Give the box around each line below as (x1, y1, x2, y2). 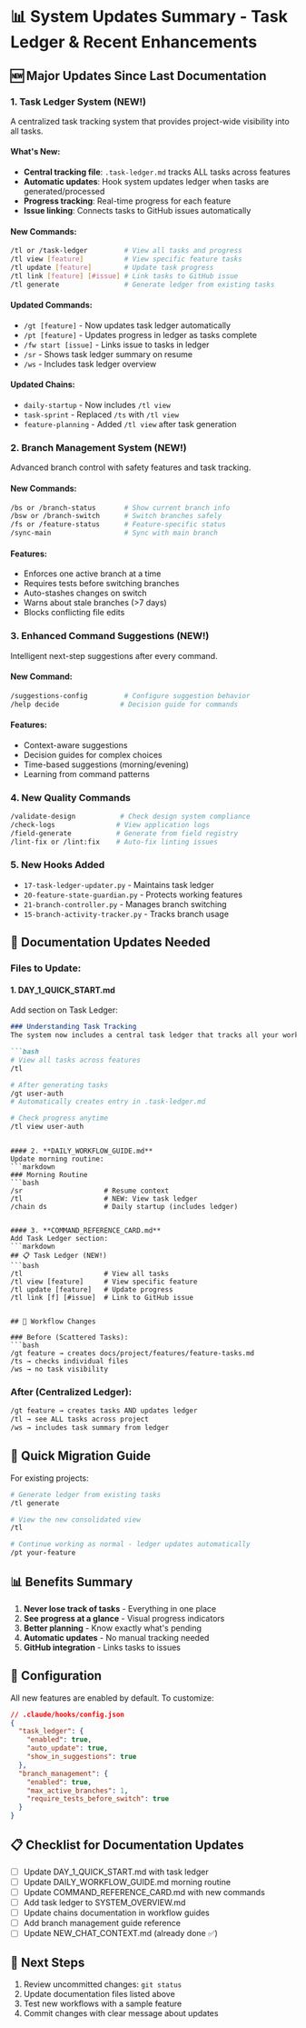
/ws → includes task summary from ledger (10, 1424, 170, 1433)
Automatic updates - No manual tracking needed (23, 1632, 210, 1643)
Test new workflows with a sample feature (23, 1998, 183, 2009)
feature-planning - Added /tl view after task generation (23, 419, 237, 430)
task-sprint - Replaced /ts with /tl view (23, 409, 180, 420)
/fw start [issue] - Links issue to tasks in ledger (23, 339, 210, 350)
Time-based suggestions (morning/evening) (23, 759, 190, 770)
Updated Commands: (10, 300, 94, 311)
